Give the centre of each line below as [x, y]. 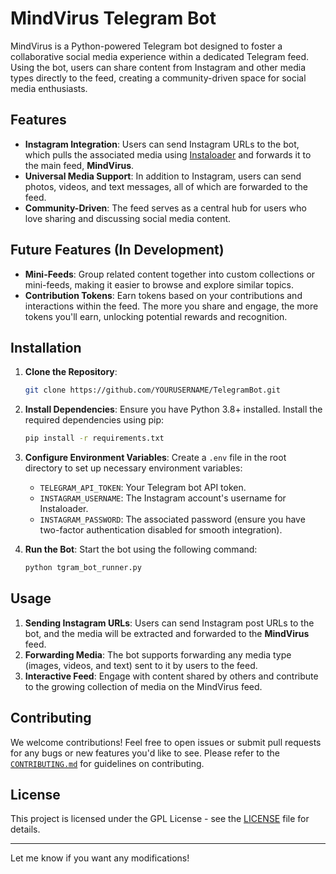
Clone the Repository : [71, 372]
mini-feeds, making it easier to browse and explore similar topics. [159, 284]
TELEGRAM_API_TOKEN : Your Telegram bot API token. [143, 488]
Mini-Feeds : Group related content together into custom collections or [170, 274]
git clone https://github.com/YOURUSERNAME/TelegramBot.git [152, 390]
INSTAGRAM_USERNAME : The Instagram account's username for [163, 498]
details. [25, 829]
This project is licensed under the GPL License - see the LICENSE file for [160, 819]
